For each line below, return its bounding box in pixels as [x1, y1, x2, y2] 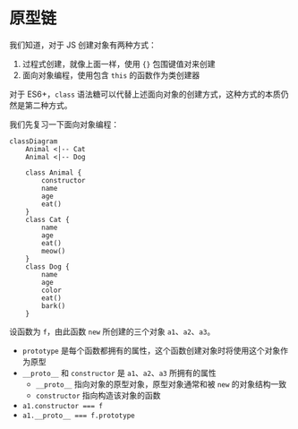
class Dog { [25, 262, 70, 271]
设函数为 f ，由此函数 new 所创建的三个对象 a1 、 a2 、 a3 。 [9, 326, 216, 337]
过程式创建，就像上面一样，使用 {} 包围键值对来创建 [21, 58, 216, 69]
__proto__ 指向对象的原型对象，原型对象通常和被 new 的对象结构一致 [35, 378, 287, 390]
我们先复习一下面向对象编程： [9, 118, 119, 130]
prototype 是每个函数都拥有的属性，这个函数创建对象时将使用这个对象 [21, 345, 281, 356]
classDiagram [9, 136, 58, 146]
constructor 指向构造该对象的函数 [35, 390, 161, 400]
